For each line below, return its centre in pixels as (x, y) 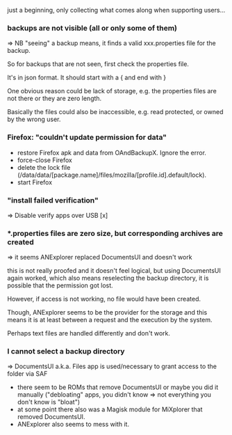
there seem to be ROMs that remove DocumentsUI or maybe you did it (118, 387)
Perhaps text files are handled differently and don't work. (89, 333)
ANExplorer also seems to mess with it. (73, 425)
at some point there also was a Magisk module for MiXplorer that (110, 409)
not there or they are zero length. (55, 98)
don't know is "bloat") (49, 402)
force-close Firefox (45, 160)
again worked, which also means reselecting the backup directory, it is (108, 278)
